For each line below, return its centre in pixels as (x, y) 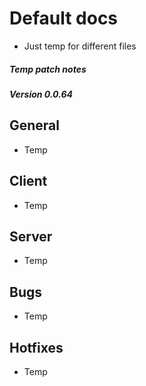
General (35, 125)
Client (28, 181)
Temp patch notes (48, 69)
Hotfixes (36, 347)
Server (31, 236)
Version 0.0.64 (41, 94)
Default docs (64, 18)
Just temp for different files (80, 46)
